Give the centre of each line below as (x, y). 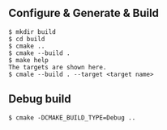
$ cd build (27, 39)
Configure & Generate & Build (84, 13)
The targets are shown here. (58, 67)
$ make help (28, 60)
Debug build (40, 99)
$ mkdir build (32, 31)
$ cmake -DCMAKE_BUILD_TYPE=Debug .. (72, 117)
